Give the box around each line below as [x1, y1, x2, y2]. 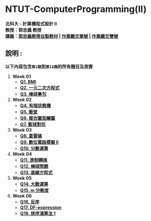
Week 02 [12, 96, 32, 102]
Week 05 [12, 175, 32, 181]
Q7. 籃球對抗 [20, 121, 46, 127]
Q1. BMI [20, 78, 37, 84]
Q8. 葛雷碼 [20, 132, 42, 138]
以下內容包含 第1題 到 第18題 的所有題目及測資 [5, 63, 93, 69]
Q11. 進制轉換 [20, 156, 48, 163]
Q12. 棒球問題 [20, 163, 49, 169]
